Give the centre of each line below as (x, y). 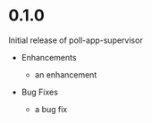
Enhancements (49, 57)
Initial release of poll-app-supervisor (76, 40)
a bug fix (51, 109)
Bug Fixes (40, 92)
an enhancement (66, 74)
